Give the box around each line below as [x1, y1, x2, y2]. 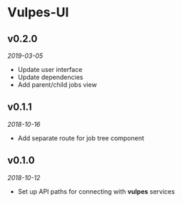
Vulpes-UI [7, 4, 69, 21]
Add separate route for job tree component [17, 133, 145, 142]
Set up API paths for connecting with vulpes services [17, 187, 175, 196]
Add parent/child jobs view [17, 80, 98, 89]
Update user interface [17, 66, 83, 73]
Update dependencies [17, 73, 84, 81]
